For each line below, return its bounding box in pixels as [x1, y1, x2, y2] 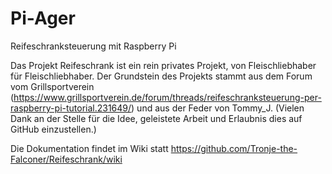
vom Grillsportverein [10, 80, 95, 92]
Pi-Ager [10, 7, 76, 30]
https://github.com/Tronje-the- [170, 142, 298, 154]
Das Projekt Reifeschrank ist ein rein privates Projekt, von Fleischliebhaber [10, 59, 317, 71]
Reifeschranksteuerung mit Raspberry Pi [10, 40, 177, 52]
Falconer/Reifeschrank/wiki [10, 153, 123, 165]
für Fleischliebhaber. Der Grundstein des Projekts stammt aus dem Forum [10, 70, 313, 82]
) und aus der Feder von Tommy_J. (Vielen [131, 102, 305, 114]
